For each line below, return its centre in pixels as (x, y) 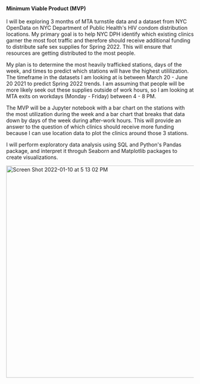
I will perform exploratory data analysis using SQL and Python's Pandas (94, 145)
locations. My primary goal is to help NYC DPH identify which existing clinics (100, 34)
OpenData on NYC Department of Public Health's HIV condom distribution (97, 28)
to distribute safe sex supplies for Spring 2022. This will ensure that (89, 47)
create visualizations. (32, 157)
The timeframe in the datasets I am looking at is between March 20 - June (97, 77)
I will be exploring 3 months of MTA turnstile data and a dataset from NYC (97, 21)
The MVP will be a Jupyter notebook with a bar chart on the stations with (96, 108)
